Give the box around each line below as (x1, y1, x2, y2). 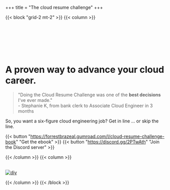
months (17, 108, 34, 114)
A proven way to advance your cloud (5, 64, 164, 76)
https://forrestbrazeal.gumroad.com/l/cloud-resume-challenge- (30, 133, 165, 139)
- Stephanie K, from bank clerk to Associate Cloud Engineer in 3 (17, 102, 153, 109)
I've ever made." (17, 97, 53, 103)
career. (5, 75, 37, 87)
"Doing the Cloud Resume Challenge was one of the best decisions (17, 92, 161, 98)
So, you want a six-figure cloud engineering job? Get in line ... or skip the (5, 118, 159, 124)
